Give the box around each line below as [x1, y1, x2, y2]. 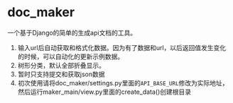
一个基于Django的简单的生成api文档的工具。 [7, 28, 137, 37]
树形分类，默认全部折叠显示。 [17, 61, 105, 69]
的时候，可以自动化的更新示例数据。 [17, 52, 124, 61]
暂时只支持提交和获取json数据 [17, 70, 105, 78]
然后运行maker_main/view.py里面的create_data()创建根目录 [17, 87, 192, 96]
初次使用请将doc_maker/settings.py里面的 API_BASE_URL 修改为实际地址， [17, 78, 229, 87]
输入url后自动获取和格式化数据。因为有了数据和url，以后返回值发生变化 [17, 43, 227, 51]
